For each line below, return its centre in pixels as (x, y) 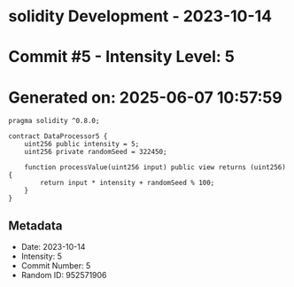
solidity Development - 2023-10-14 (140, 16)
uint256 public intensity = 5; (82, 144)
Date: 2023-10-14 (53, 247)
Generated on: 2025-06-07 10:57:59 (145, 97)
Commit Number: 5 (56, 266)
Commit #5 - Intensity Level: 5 (122, 57)
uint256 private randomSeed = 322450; (96, 152)
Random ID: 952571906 (64, 275)
